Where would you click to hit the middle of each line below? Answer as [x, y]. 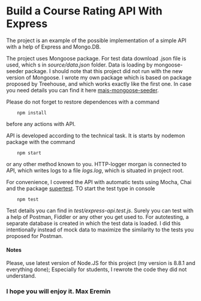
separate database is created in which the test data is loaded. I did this [94, 223]
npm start [29, 153]
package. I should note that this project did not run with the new [104, 71]
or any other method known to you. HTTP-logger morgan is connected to [97, 164]
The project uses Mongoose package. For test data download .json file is [96, 58]
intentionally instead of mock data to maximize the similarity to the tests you [100, 230]
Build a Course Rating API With [85, 11]
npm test [28, 199]
